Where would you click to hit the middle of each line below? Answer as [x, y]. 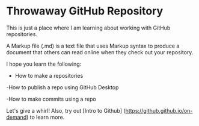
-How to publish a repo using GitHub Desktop [63, 87]
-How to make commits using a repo [51, 99]
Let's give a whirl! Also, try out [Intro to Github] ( [66, 110]
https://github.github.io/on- [159, 110]
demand [17, 117]
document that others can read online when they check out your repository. [100, 52]
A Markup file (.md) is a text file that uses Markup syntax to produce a [93, 46]
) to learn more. [45, 117]
